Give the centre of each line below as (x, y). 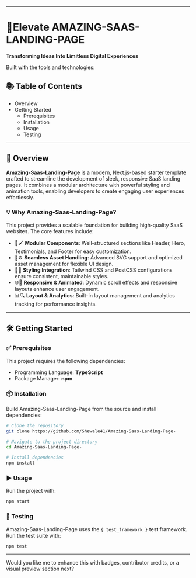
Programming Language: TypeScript (59, 372)
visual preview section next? (40, 569)
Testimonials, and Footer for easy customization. (73, 251)
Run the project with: (31, 491)
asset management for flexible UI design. (64, 264)
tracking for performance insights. (56, 304)
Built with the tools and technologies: (50, 67)
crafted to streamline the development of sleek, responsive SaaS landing (93, 178)
